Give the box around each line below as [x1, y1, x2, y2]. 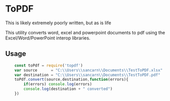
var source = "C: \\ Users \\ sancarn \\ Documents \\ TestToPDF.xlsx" [14, 68, 163, 73]
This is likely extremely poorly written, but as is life [5, 20, 111, 26]
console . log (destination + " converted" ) [23, 86, 113, 91]
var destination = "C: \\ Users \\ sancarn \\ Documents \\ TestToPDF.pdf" [14, 72, 160, 77]
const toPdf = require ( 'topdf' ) [14, 63, 83, 68]
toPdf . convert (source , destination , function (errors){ [14, 77, 129, 82]
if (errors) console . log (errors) [23, 82, 93, 87]
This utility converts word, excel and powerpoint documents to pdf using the [5, 29, 165, 35]
